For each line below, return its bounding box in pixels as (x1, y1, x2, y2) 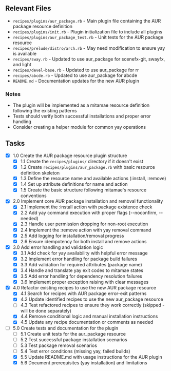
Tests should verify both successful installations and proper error (12, 113, 151, 120)
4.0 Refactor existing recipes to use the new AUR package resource (12, 285, 157, 291)
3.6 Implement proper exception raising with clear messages (20, 279, 149, 285)
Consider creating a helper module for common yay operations (12, 124, 146, 130)
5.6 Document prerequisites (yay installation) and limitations (20, 359, 147, 366)
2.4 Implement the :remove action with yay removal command (20, 227, 151, 233)
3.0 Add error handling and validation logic (12, 244, 104, 250)
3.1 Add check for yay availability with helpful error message (20, 250, 148, 256)
